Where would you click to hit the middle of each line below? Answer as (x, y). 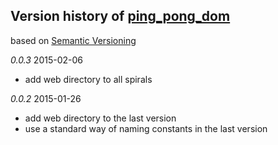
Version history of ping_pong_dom (120, 16)
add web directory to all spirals (88, 79)
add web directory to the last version (100, 118)
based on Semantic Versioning (73, 40)
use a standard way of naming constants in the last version (146, 128)
